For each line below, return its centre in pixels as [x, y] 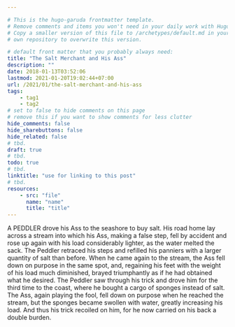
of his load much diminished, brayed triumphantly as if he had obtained [110, 273]
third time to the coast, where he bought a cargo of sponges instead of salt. [116, 288]
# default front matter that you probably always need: [90, 52]
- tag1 [29, 98]
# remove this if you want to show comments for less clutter [100, 117]
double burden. [29, 318]
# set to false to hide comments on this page [76, 111]
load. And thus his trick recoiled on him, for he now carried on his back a [112, 310]
